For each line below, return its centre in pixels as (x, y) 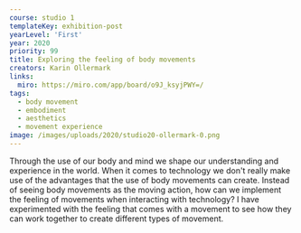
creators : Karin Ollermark (60, 69)
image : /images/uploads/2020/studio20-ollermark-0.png (115, 135)
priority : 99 (34, 51)
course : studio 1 (42, 18)
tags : (19, 93)
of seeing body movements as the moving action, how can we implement (146, 190)
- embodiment (42, 110)
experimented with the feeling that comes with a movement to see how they (150, 209)
